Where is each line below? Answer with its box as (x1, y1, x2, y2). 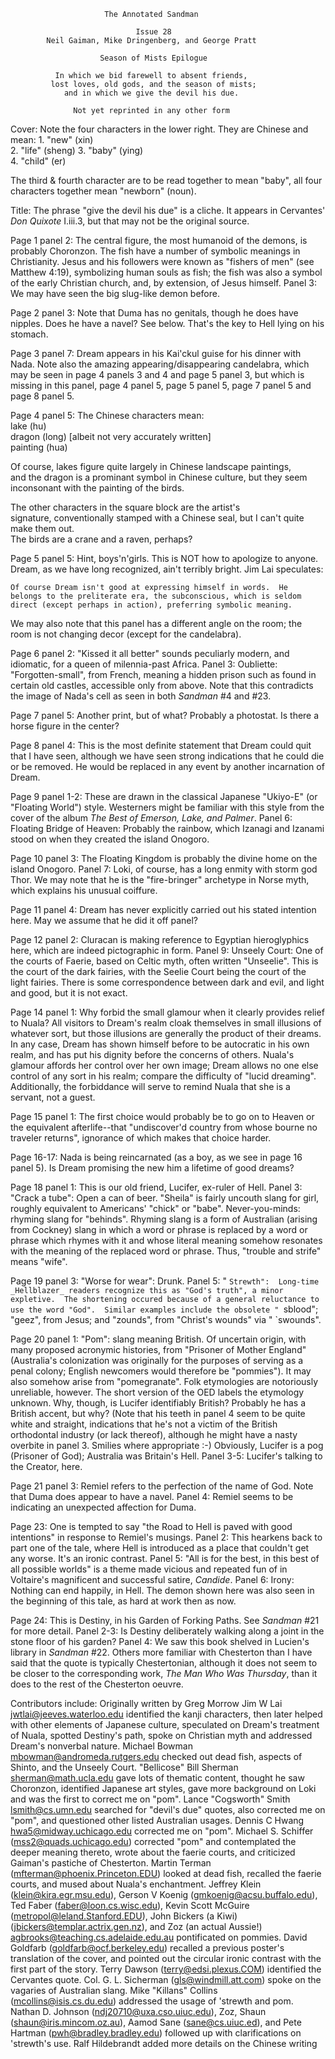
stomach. (10, 328, 49, 340)
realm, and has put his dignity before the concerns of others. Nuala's (10, 1049, 295, 1060)
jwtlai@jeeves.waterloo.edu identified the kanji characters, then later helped (10, 1708, 323, 1720)
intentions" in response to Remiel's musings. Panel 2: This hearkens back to (10, 1531, 323, 1543)
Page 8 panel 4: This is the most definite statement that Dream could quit (10, 740, 312, 751)
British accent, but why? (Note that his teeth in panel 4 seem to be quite (10, 1408, 306, 1419)
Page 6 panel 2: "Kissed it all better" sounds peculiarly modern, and (10, 648, 290, 659)
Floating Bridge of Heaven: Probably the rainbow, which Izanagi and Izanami (10, 823, 325, 834)
